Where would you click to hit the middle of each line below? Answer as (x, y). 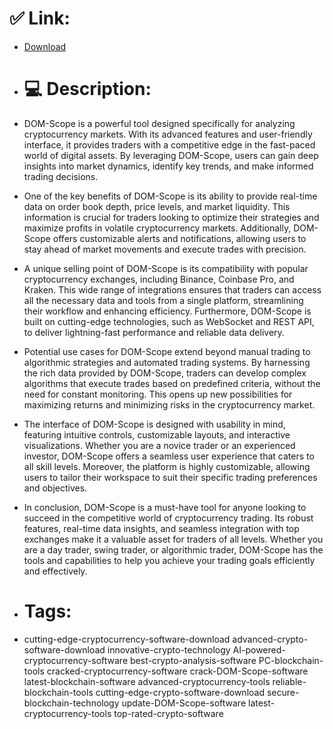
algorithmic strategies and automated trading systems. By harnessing (167, 362)
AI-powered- (259, 649)
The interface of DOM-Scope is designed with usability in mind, (154, 424)
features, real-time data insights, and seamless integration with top (161, 528)
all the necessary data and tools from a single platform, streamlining (163, 300)
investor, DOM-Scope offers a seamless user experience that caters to (169, 456)
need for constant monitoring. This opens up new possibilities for (158, 394)
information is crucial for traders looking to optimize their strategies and (171, 217)
